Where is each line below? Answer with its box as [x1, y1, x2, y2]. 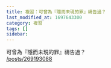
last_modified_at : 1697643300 [6, 14, 83, 20]
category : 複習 [6, 20, 43, 26]
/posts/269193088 [6, 55, 52, 63]
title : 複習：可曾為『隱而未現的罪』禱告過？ [6, 8, 107, 15]
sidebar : [6, 31, 28, 37]
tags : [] [6, 25, 28, 32]
